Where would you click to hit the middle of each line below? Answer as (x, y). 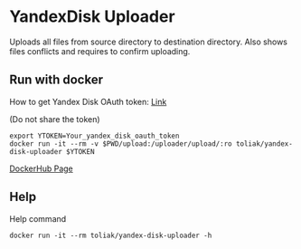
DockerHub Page (42, 168)
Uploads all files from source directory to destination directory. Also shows (148, 42)
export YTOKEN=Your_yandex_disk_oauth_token (94, 136)
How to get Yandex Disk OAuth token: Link (88, 101)
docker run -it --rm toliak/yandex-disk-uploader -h (111, 235)
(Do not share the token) (55, 119)
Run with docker (56, 80)
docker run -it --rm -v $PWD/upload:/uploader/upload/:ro (121, 144)
